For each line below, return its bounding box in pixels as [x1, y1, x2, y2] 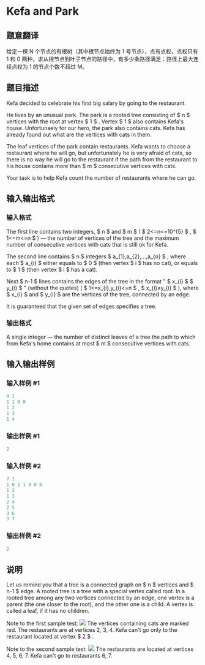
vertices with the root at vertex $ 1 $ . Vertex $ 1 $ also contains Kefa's [6, 118, 184, 125]
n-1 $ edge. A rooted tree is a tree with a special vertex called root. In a [6, 588, 185, 595]
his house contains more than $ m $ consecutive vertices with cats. [6, 162, 177, 169]
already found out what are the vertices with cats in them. [6, 131, 152, 138]
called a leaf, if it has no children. [6, 607, 90, 615]
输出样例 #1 [6, 431, 40, 440]
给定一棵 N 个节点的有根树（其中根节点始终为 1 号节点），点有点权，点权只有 [6, 48, 198, 55]
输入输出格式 [6, 193, 55, 204]
